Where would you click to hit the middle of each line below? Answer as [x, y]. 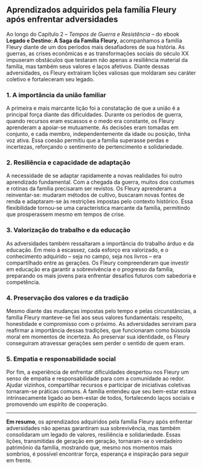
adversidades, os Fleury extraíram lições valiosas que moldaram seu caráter [101, 73]
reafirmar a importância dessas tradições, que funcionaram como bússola [98, 330]
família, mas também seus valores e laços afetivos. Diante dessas [88, 66]
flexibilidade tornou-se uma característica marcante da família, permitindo [98, 208]
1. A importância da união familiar [56, 95]
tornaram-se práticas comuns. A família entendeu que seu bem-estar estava [101, 391]
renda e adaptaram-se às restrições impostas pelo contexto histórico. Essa [100, 201]
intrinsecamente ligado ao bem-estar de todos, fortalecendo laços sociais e [100, 398]
